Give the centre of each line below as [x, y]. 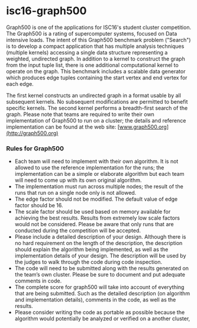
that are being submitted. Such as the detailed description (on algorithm [102, 294]
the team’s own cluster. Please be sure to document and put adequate [100, 275]
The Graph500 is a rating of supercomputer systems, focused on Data [92, 33]
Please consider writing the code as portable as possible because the [100, 313]
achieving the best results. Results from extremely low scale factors [97, 218]
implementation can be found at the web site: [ [63, 127]
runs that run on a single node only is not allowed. [75, 193]
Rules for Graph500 [35, 148]
